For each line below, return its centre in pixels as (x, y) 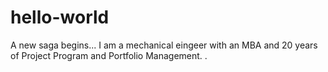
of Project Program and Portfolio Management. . (109, 55)
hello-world (60, 17)
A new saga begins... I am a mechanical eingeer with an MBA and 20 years (164, 45)
